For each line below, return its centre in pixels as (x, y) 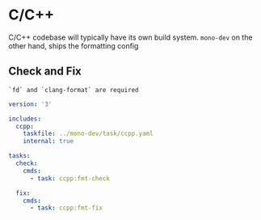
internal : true (48, 142)
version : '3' (30, 104)
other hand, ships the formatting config (74, 45)
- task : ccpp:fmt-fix (66, 208)
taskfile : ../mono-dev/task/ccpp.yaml (88, 134)
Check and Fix (45, 72)
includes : (25, 119)
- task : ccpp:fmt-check (70, 178)
